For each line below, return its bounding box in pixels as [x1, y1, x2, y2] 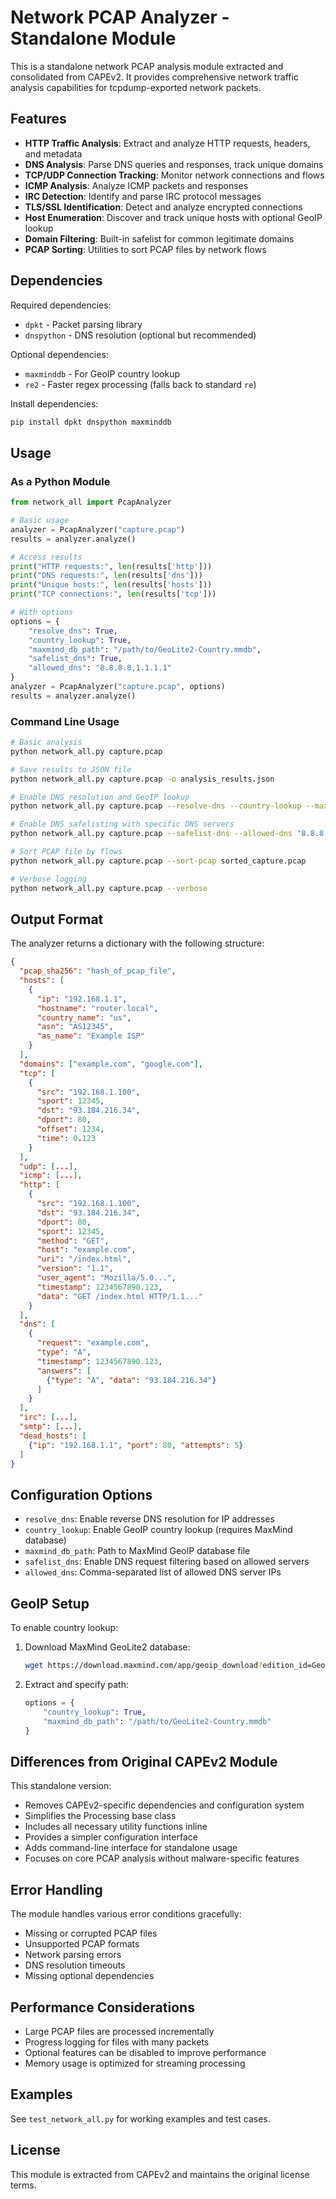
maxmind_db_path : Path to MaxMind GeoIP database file [24, 1545, 251, 1557]
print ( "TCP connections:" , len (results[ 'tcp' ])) [10, 589, 217, 600]
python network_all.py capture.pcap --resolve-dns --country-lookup [10, 801, 302, 811]
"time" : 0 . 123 [36, 1133, 97, 1143]
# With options [10, 607, 74, 617]
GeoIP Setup [10, 1595, 90, 1612]
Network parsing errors [24, 1949, 122, 1961]
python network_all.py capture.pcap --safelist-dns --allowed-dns [10, 829, 293, 839]
